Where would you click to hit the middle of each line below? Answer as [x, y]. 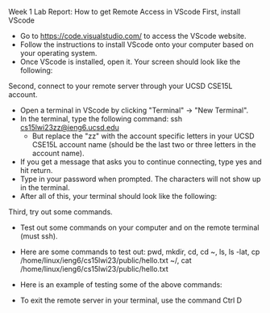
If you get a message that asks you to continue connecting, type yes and [141, 162]
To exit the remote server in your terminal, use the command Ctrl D [131, 300]
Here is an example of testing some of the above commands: [121, 285]
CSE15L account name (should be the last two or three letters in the [144, 144]
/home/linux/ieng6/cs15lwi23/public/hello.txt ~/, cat [106, 260]
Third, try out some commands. [60, 212]
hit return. [36, 170]
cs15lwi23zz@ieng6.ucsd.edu [69, 127]
